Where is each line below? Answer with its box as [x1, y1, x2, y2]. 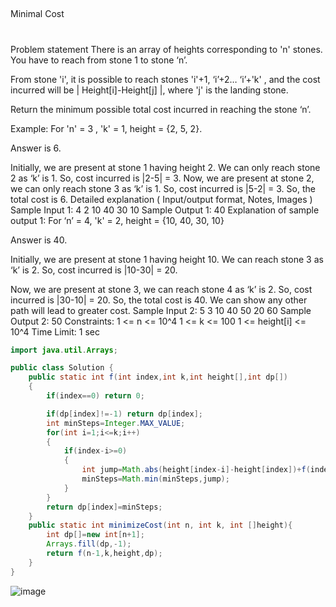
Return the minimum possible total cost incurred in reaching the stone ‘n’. [10, 103, 312, 115]
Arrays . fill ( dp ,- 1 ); [46, 539, 132, 549]
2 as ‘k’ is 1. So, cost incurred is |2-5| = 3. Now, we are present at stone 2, [10, 172, 315, 184]
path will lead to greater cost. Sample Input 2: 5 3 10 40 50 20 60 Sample [10, 304, 312, 316]
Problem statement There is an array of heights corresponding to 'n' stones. [10, 43, 323, 55]
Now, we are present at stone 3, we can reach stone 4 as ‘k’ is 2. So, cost [10, 283, 313, 295]
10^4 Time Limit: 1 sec [10, 325, 100, 338]
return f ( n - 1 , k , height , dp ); [46, 549, 163, 559]
